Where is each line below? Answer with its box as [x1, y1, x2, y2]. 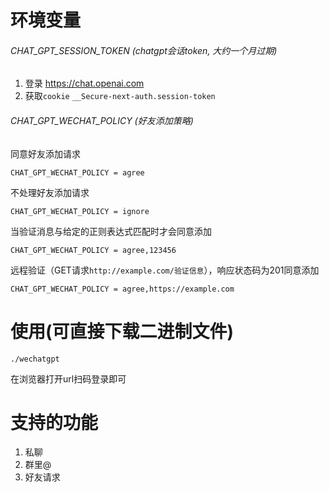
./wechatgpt [10, 354, 60, 364]
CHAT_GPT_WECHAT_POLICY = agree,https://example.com [10, 284, 235, 294]
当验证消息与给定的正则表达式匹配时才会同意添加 [10, 225, 212, 237]
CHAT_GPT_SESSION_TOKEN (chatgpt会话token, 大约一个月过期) [10, 44, 278, 56]
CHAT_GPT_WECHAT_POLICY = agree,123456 [10, 245, 177, 255]
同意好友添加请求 [10, 147, 81, 160]
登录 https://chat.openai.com [24, 77, 145, 90]
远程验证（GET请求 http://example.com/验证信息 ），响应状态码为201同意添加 [10, 264, 320, 276]
